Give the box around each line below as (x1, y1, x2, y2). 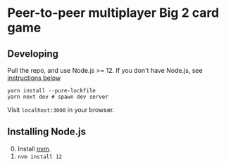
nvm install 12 (17, 153, 63, 160)
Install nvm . (17, 144, 51, 153)
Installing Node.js (7, 126, 87, 138)
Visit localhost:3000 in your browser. (7, 106, 115, 113)
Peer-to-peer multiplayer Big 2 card (7, 5, 220, 21)
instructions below (7, 74, 61, 82)
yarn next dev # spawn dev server (7, 93, 109, 100)
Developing (7, 48, 58, 60)
